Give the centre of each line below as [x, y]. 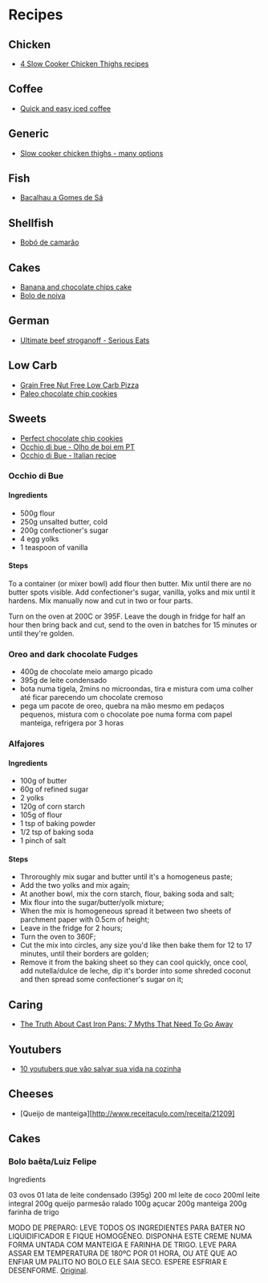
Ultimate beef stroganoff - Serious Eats [85, 340]
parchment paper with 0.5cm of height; [85, 919]
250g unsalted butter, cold [64, 521]
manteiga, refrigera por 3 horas [72, 723]
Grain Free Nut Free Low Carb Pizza [79, 384]
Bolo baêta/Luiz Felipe [53, 1162]
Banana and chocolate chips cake [76, 287]
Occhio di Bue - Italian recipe [68, 455]
